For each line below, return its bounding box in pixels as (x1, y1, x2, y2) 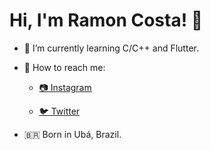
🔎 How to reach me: (23, 61, 106, 73)
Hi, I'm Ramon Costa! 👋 (9, 9, 204, 32)
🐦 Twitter (38, 105, 81, 117)
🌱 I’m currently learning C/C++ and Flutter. (23, 42, 199, 54)
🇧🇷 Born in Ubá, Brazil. (23, 128, 122, 140)
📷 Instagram (38, 81, 92, 93)
